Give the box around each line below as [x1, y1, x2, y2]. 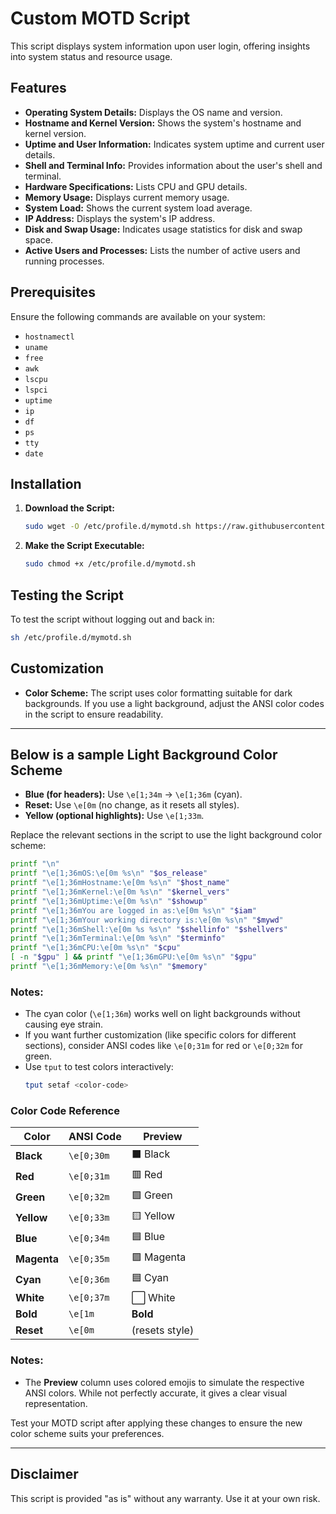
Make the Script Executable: [24, 540, 145, 552]
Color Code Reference [10, 1104, 120, 1118]
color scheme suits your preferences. [10, 1427, 165, 1439]
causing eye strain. [24, 1018, 104, 1031]
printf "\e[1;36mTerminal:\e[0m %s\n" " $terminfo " [10, 933, 226, 944]
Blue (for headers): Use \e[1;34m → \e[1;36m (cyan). [24, 788, 243, 801]
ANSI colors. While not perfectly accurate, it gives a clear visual [24, 1387, 288, 1399]
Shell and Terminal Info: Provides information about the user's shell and [24, 159, 323, 171]
